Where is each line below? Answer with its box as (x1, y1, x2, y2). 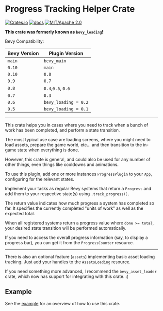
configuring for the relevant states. (5, 176, 74, 182)
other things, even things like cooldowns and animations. (5, 162, 119, 167)
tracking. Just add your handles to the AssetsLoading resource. (5, 259, 131, 265)
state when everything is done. (17, 147, 79, 153)
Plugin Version (49, 50, 83, 56)
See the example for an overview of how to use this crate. (5, 300, 120, 306)
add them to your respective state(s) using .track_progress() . (5, 191, 130, 197)
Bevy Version (7, 50, 39, 56)
